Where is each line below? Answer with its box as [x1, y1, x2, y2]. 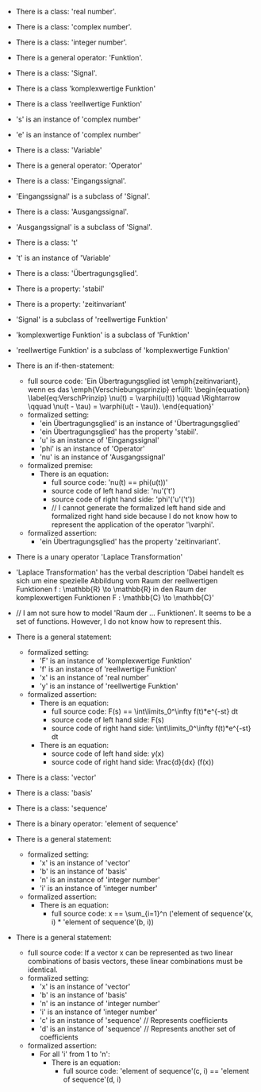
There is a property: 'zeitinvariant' [15, 300, 127, 308]
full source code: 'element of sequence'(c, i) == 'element [63, 1067, 250, 1075]
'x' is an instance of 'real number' [39, 673, 149, 682]
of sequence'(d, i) [63, 1075, 121, 1084]
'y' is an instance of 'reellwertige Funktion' [39, 681, 178, 691]
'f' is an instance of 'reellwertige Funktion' [39, 664, 177, 674]
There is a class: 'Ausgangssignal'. [15, 207, 129, 216]
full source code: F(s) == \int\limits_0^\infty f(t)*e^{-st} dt [51, 707, 239, 716]
